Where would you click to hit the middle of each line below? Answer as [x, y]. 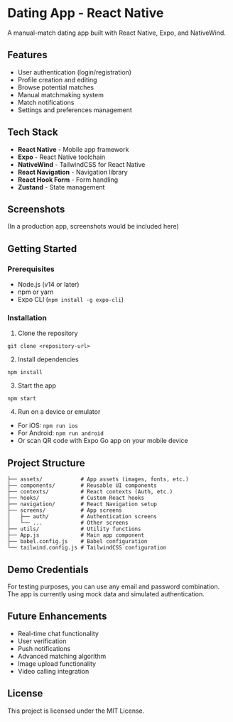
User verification [42, 641]
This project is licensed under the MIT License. [76, 711]
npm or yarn [36, 292]
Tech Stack [33, 132]
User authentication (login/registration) [75, 72]
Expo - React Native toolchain [61, 157]
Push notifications [44, 648]
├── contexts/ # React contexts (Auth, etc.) [90, 492]
